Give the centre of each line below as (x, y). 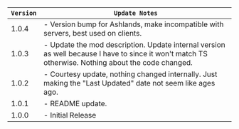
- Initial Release (70, 115)
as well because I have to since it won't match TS (126, 54)
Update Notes (136, 13)
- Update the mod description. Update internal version (134, 45)
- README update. (75, 104)
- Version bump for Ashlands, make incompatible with (134, 24)
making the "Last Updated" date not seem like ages (129, 83)
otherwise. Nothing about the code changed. (118, 62)
